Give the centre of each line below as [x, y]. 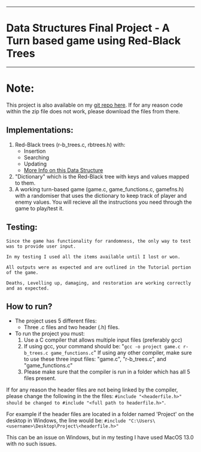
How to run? [29, 306]
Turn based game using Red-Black [94, 41]
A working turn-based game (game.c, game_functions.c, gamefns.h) [99, 189]
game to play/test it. [39, 208]
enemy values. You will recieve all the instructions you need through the [103, 202]
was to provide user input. [41, 246]
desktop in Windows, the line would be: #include [66, 421]
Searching [36, 157]
